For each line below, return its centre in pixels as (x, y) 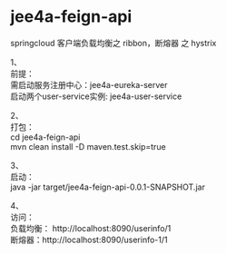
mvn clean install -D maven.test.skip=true (88, 146)
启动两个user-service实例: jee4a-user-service (96, 96)
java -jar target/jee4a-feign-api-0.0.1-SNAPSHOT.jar (108, 187)
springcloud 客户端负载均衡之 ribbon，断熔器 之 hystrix (113, 43)
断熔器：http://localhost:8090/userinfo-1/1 (89, 239)
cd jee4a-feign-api (45, 137)
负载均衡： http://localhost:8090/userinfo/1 (91, 228)
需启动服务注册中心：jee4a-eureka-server (89, 84)
